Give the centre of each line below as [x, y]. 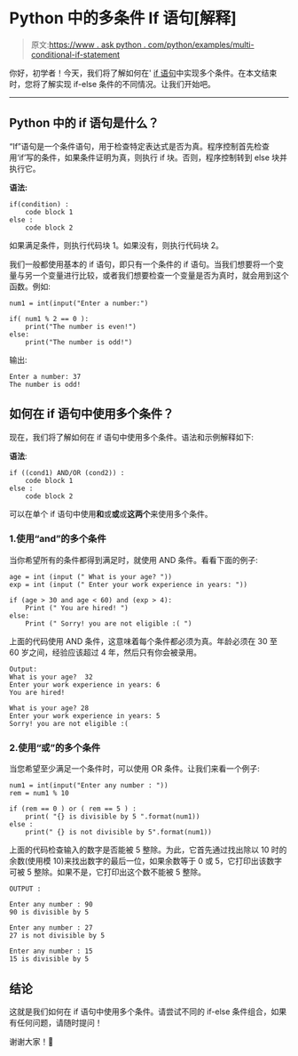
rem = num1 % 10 [39, 794]
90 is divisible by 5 [49, 913]
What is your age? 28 [49, 708]
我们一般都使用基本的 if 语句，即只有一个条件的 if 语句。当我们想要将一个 [143, 264]
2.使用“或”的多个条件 [55, 747]
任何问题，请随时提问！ [59, 1022]
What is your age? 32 [51, 677]
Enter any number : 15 [51, 951]
